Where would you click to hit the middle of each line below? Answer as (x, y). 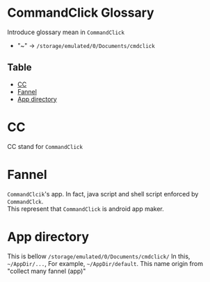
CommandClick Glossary (81, 13)
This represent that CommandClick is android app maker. (86, 209)
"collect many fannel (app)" (47, 271)
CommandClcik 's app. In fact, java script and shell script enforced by (103, 194)
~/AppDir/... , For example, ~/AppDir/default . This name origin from (105, 263)
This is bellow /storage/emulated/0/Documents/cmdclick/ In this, (99, 256)
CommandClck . (25, 201)
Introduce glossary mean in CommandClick (66, 32)
